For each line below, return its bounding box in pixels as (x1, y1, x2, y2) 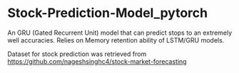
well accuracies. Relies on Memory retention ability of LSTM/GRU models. (7, 35, 225, 44)
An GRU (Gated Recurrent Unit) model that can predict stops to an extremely (7, 28, 233, 37)
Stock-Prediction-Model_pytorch (7, 5, 208, 21)
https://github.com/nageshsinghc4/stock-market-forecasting (7, 57, 187, 65)
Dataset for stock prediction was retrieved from (7, 50, 147, 58)
